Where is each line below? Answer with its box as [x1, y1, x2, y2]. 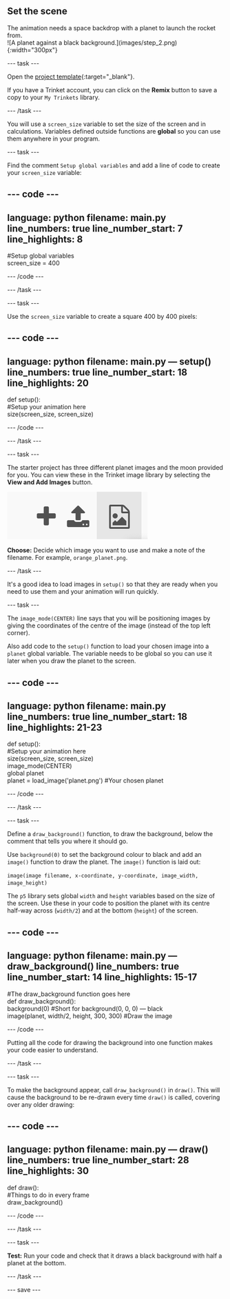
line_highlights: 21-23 [7, 722, 103, 733]
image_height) [7, 880, 48, 887]
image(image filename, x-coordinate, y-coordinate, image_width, [7, 873, 198, 880]
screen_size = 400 [7, 259, 60, 267]
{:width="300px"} [7, 45, 58, 54]
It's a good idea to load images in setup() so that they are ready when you [7, 580, 218, 588]
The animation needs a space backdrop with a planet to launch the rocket [7, 23, 216, 32]
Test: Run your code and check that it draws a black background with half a [7, 1251, 222, 1260]
